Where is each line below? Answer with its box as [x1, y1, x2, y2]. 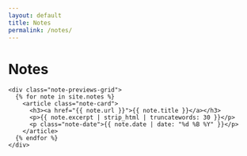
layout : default [8, 11, 62, 20]
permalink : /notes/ [8, 26, 73, 34]
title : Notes [8, 19, 51, 27]
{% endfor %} [15, 135, 59, 143]
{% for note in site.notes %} [15, 93, 115, 101]
